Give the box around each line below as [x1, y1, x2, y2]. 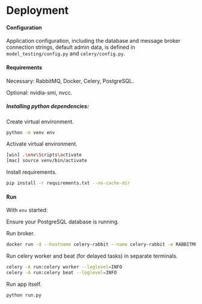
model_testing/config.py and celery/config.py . [6, 50, 125, 57]
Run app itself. [6, 281, 42, 288]
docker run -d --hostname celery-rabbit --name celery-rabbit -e [6, 241, 173, 247]
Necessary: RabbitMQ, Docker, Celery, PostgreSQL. [6, 77, 134, 84]
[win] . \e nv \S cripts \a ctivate [6, 152, 82, 158]
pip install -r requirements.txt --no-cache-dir [6, 180, 130, 187]
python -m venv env [6, 129, 55, 135]
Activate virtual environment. [6, 140, 78, 147]
